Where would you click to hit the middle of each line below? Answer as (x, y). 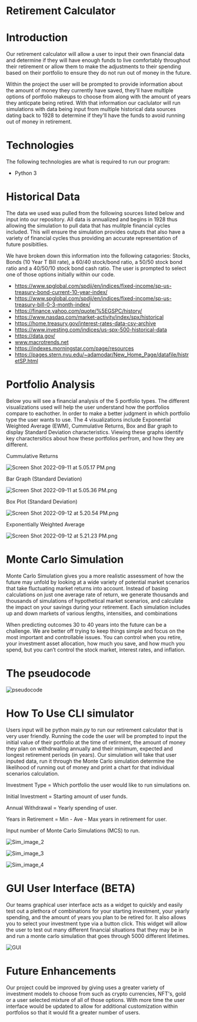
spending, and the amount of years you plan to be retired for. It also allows (96, 917)
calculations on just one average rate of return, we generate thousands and (97, 595)
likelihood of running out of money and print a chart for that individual (90, 767)
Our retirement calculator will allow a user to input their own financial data (96, 54)
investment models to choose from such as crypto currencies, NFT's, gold (96, 993)
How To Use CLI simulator (70, 713)
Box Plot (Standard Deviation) (42, 502)
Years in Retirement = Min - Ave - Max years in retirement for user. (87, 819)
